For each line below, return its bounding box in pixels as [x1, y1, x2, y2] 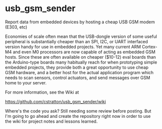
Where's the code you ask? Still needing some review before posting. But [5, 108, 151, 114]
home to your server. [5, 80, 47, 85]
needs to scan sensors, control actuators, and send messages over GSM [5, 75, 150, 81]
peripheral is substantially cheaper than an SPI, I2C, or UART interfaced [5, 38, 148, 44]
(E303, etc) [5, 24, 28, 30]
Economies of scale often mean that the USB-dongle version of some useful [5, 33, 157, 39]
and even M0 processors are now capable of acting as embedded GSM [13, 49, 156, 55]
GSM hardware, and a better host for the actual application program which [5, 69, 154, 75]
